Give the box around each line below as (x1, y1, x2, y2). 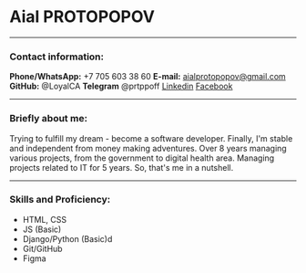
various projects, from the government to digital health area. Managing (9, 152, 275, 163)
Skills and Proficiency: (9, 194, 111, 206)
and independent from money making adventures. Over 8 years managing (9, 142, 287, 153)
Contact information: (9, 50, 105, 63)
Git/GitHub (22, 243, 63, 254)
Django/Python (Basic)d (22, 233, 113, 244)
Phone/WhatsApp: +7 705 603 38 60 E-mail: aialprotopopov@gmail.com (9, 71, 287, 82)
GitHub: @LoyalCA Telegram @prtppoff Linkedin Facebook (9, 80, 233, 92)
